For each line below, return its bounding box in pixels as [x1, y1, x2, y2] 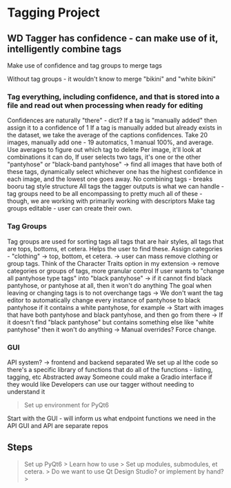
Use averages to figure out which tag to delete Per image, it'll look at [7, 146, 202, 154]
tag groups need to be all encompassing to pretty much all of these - [7, 190, 203, 198]
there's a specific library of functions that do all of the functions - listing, [7, 365, 213, 373]
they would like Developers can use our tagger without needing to [7, 380, 194, 388]
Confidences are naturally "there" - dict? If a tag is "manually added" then [7, 116, 217, 125]
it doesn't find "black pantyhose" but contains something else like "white [7, 318, 214, 326]
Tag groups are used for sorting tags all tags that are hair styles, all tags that [7, 237, 224, 246]
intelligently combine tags [7, 43, 122, 55]
